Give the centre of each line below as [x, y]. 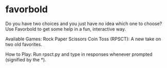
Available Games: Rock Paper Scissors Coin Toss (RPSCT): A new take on [83, 39]
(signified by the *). [26, 59]
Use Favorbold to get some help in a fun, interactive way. [66, 29]
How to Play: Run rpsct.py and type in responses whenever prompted [79, 54]
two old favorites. [24, 44]
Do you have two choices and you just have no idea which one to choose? [84, 24]
